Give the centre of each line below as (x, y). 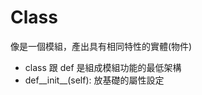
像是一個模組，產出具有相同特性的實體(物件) (101, 46)
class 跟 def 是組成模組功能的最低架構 (103, 67)
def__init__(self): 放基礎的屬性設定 (94, 80)
